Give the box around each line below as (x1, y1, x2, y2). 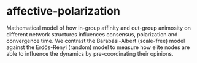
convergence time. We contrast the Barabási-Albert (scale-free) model (6, 37, 185, 44)
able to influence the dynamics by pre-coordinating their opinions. (6, 50, 174, 57)
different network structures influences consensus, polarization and (6, 30, 178, 38)
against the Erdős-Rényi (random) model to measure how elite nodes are (6, 44, 190, 51)
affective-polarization (6, 4, 121, 18)
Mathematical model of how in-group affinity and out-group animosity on (6, 24, 191, 31)
